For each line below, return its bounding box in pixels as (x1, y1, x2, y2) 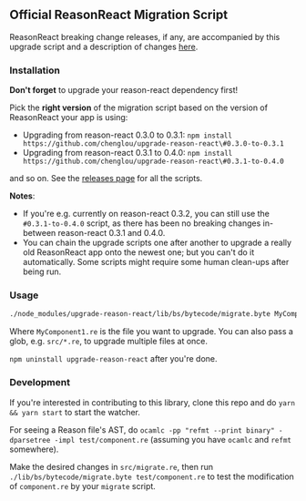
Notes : (9, 190, 36, 201)
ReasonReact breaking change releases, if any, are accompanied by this (9, 31, 280, 42)
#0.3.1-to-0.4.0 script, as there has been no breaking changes (22, 218, 261, 229)
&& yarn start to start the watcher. (9, 406, 141, 417)
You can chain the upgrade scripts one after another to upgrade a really (22, 237, 292, 249)
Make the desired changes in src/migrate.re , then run (9, 461, 214, 472)
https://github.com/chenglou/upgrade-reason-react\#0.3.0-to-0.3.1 (22, 139, 284, 148)
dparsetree (9, 435, 51, 445)
